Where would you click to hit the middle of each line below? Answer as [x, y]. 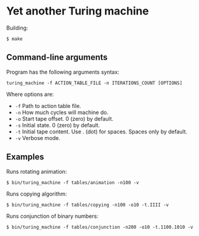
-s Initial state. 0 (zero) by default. [57, 125]
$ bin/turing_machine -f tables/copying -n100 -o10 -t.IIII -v [88, 205]
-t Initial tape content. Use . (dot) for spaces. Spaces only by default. [101, 132]
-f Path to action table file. [48, 106]
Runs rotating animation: [37, 171]
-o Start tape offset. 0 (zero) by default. [64, 118]
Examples [25, 157]
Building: [17, 28]
